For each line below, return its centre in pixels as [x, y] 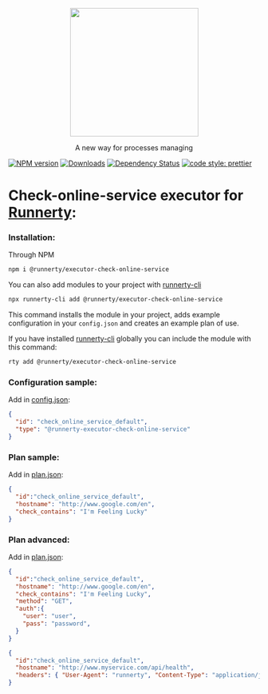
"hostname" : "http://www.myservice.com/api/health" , [105, 668]
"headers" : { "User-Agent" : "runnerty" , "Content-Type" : [112, 676]
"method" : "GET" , [44, 601]
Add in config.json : [39, 400]
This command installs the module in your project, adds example [114, 315]
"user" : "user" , [50, 616]
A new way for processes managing [134, 148]
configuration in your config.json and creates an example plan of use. [124, 323]
